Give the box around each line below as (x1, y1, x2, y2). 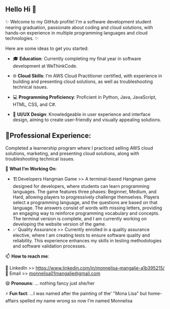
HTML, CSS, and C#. (12, 101, 56, 107)
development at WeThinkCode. (12, 63, 78, 69)
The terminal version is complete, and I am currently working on (12, 215, 147, 221)
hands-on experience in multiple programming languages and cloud (5, 30, 148, 36)
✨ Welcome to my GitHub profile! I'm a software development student (5, 18, 152, 24)
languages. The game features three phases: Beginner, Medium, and (12, 188, 157, 194)
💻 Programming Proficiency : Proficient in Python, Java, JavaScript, (12, 94, 157, 100)
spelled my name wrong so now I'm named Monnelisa (19, 297, 133, 303)
